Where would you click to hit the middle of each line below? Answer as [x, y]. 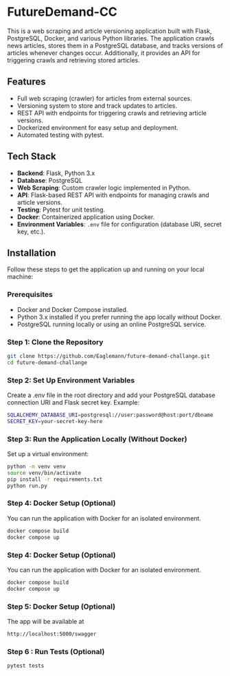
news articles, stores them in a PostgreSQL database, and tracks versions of [115, 45]
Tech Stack [32, 156]
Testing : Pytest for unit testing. [61, 210]
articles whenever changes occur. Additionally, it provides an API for [104, 53]
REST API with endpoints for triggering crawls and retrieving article [112, 113]
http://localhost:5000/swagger [52, 634]
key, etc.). [31, 232]
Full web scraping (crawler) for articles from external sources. [104, 98]
